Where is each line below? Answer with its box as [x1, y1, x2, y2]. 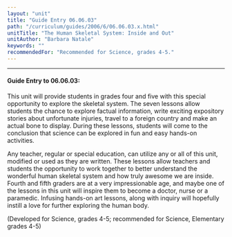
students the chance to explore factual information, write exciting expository [7, 107, 224, 115]
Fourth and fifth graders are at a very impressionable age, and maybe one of [7, 179, 224, 188]
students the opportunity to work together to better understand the [7, 164, 198, 173]
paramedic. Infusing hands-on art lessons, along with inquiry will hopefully [7, 194, 220, 202]
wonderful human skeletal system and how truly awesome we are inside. [7, 172, 214, 180]
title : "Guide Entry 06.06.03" [7, 17, 97, 24]
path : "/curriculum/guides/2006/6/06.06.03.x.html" [7, 23, 159, 30]
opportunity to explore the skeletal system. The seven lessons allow [7, 100, 200, 108]
